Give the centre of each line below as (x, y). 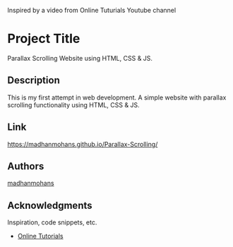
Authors (26, 166)
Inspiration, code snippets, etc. (52, 222)
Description (34, 80)
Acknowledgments (50, 205)
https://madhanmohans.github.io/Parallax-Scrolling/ (83, 144)
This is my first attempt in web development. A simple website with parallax (117, 97)
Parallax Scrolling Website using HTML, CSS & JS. (80, 58)
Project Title (44, 39)
